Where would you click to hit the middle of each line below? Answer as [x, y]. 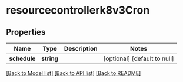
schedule [22, 58]
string [50, 58]
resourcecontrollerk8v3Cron [78, 10]
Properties [26, 32]
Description [81, 49]
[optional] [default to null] [139, 58]
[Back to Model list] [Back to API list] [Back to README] [74, 73]
